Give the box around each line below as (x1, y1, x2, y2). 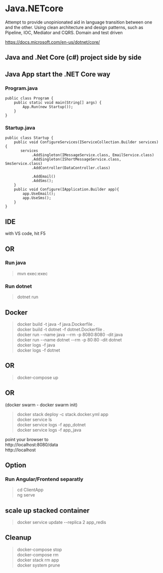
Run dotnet (5, 283, 32, 289)
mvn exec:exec (17, 270, 48, 276)
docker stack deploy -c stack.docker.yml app (17, 411, 109, 417)
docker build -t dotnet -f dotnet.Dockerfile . (17, 326, 105, 332)
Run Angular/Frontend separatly (5, 475, 84, 482)
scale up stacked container (5, 506, 90, 515)
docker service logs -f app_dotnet (17, 421, 86, 427)
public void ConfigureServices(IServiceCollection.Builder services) (14, 140, 159, 145)
